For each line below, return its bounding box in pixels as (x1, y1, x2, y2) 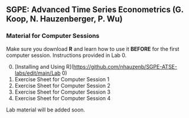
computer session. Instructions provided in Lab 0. (6, 52, 127, 59)
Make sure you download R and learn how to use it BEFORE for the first (6, 45, 180, 52)
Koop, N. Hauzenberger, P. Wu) (6, 14, 123, 24)
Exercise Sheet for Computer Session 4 (14, 94, 111, 101)
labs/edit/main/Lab (14, 69, 61, 76)
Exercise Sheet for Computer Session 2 (14, 82, 111, 89)
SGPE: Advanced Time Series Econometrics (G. (6, 5, 184, 15)
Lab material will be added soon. (6, 106, 86, 113)
